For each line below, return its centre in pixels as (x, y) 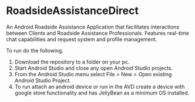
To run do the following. (35, 50)
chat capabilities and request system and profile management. (82, 39)
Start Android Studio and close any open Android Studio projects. (94, 68)
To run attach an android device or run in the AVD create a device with (100, 86)
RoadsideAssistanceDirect (73, 11)
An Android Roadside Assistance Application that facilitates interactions (93, 27)
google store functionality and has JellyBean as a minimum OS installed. (102, 93)
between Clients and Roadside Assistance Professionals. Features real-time (97, 33)
